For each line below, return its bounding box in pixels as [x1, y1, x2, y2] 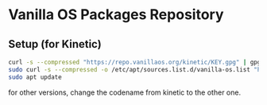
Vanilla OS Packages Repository [8, 6, 224, 24]
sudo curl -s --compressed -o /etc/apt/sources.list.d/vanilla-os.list [8, 65, 250, 73]
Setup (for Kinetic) [8, 37, 102, 51]
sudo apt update [8, 73, 62, 81]
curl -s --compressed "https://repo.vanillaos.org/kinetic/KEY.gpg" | [8, 58, 247, 66]
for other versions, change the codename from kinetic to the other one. [8, 87, 241, 97]
